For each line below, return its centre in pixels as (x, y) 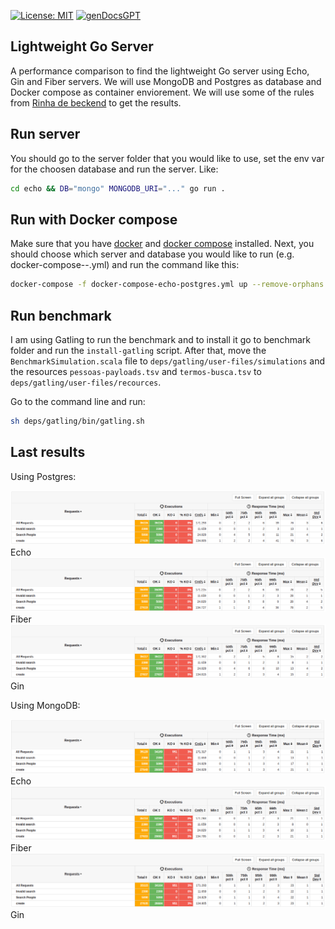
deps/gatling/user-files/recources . (86, 382)
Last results (48, 452)
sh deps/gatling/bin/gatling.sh (77, 421)
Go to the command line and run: (78, 401)
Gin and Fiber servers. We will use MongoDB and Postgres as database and (166, 81)
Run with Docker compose (94, 219)
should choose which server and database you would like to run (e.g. (152, 254)
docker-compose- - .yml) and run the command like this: (125, 265)
